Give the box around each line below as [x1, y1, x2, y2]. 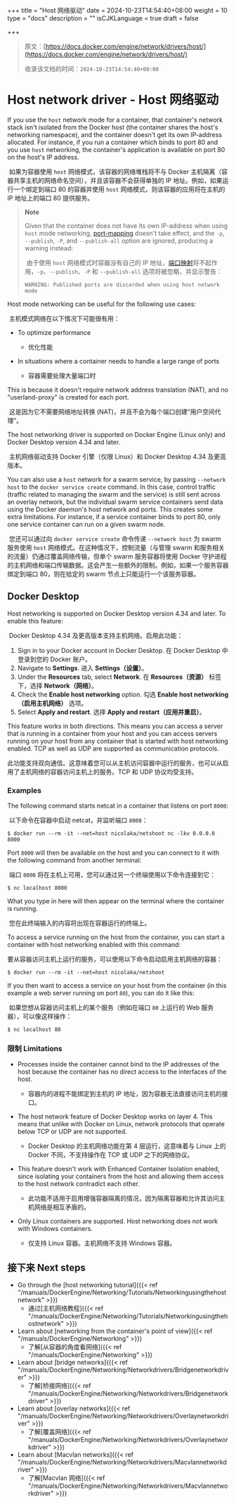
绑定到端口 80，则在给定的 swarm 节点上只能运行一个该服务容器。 [7, 569, 200, 578]
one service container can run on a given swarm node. [7, 520, 166, 528]
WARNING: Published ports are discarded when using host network [24, 281, 220, 288]
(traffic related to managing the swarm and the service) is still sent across [7, 490, 221, 498]
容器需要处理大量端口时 [27, 371, 96, 380]
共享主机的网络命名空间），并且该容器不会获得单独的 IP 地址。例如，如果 [13, 176, 223, 184]
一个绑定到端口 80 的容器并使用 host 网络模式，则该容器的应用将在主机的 [13, 185, 225, 193]
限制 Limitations [7, 1043, 63, 1053]
